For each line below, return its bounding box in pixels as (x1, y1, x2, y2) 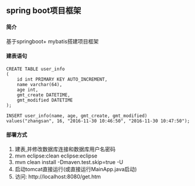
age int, (17, 87, 39, 93)
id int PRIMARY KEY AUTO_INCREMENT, (17, 76, 108, 82)
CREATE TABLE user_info (6, 66, 65, 72)
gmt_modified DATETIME (17, 97, 73, 103)
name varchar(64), (17, 81, 62, 87)
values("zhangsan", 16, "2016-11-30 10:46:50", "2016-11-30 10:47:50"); (6, 118, 190, 124)
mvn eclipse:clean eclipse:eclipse (14, 152, 97, 159)
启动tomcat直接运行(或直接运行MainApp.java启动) (14, 166, 137, 172)
